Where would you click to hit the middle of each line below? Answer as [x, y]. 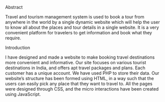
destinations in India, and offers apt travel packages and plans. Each [75, 68]
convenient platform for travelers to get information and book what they [79, 33]
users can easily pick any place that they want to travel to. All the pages [79, 84]
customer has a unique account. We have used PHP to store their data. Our [82, 73]
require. [13, 38]
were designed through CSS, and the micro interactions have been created [82, 89]
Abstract [14, 7]
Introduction [18, 48]
